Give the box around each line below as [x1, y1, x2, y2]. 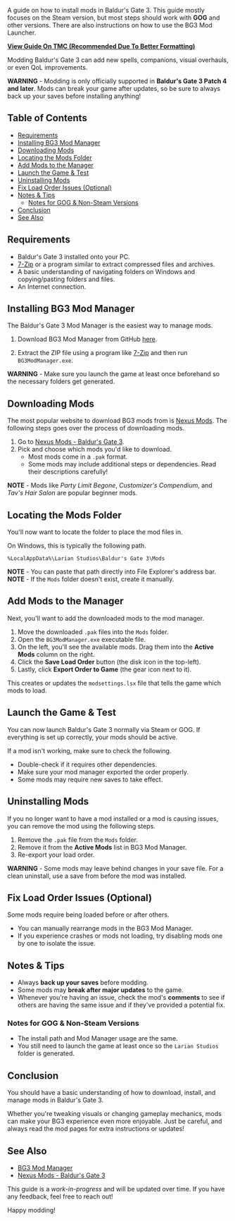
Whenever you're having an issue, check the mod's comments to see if [17, 993, 225, 1002]
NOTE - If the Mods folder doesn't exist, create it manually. [7, 575, 174, 583]
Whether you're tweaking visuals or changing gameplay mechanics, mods [7, 1110, 222, 1118]
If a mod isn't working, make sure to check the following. [7, 746, 172, 755]
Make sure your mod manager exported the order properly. [17, 767, 189, 776]
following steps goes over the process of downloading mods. [7, 424, 185, 433]
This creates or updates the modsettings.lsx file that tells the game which [7, 678, 222, 687]
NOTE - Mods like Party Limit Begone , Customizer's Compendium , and [7, 481, 212, 490]
